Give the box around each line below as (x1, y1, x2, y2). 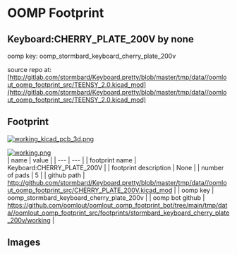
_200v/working (7, 215, 51, 224)
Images (7, 237, 41, 249)
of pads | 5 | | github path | (7, 171, 85, 179)
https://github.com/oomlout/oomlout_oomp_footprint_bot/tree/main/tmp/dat (7, 201, 228, 209)
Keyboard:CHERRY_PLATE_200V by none (7, 33, 194, 45)
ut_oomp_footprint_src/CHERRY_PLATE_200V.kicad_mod (7, 186, 173, 194)
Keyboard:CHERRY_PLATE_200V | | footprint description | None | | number (7, 163, 224, 172)
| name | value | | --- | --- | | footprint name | (7, 155, 137, 164)
